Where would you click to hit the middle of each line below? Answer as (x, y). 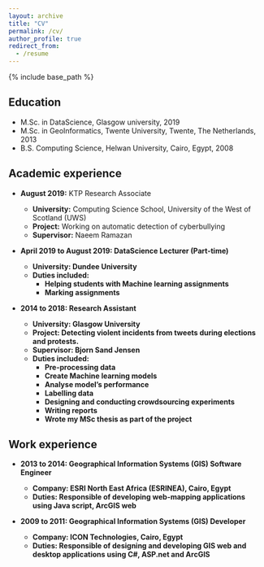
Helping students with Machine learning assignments (136, 283)
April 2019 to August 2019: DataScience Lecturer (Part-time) (124, 251)
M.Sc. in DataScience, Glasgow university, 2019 (100, 122)
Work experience (53, 445)
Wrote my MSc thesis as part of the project (118, 419)
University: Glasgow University (86, 324)
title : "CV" (28, 24)
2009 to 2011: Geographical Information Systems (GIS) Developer (133, 521)
